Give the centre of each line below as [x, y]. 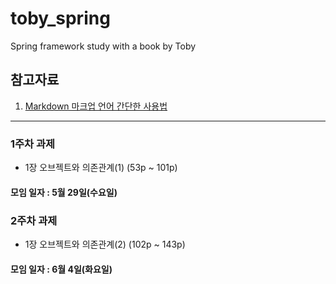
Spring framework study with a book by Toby [103, 46]
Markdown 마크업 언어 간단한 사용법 [96, 106]
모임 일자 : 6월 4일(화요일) [61, 269]
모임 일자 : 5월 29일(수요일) [64, 192]
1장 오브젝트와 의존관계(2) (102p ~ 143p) [105, 244]
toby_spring [60, 18]
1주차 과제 [33, 144]
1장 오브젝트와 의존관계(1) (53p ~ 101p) [101, 168]
